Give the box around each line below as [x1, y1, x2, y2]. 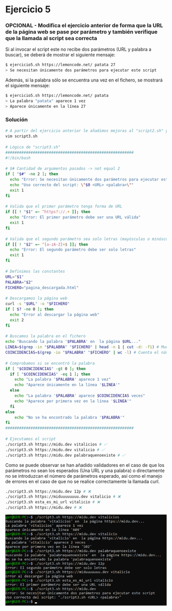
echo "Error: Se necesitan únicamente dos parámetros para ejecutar [10, 177, 159, 182]
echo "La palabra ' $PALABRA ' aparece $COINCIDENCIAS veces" [14, 393, 145, 398]
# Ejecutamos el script [5, 437, 56, 442]
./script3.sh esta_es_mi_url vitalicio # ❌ [5, 500, 100, 505]
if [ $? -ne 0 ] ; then [5, 307, 54, 312]
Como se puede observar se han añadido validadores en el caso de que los [5, 462, 165, 468]
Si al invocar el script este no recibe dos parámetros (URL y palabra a [5, 46, 152, 52]
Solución [5, 116, 28, 123]
